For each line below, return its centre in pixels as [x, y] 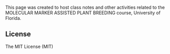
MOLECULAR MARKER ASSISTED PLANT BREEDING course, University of [83, 13]
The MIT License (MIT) [29, 46]
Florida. [13, 18]
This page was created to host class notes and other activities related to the [85, 7]
